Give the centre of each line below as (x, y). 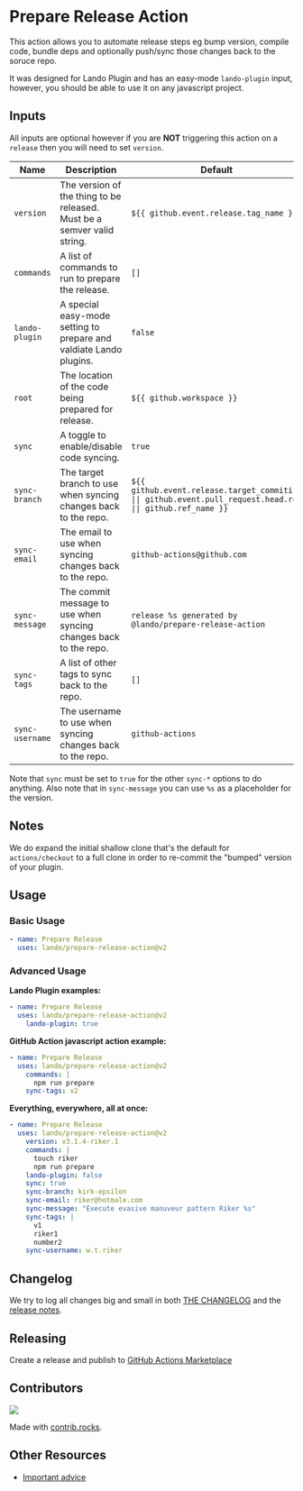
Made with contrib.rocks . (56, 1427)
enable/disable (92, 446)
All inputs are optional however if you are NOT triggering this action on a (143, 138)
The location (86, 375)
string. (73, 241)
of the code (84, 387)
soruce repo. (33, 60)
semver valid (87, 230)
